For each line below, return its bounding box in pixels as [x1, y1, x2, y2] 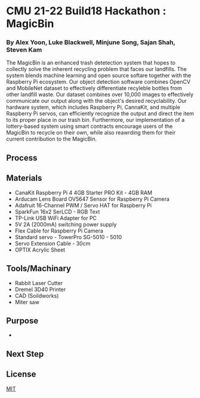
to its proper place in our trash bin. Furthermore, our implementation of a [6, 117, 185, 124]
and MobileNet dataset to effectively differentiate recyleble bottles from [6, 85, 182, 92]
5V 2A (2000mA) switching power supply [14, 221, 117, 228]
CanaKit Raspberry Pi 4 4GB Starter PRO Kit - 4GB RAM [14, 189, 152, 196]
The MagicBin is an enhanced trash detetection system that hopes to [6, 59, 176, 66]
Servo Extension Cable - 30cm [14, 240, 91, 247]
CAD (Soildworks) [14, 292, 59, 299]
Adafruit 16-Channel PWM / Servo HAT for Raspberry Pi [14, 201, 152, 209]
